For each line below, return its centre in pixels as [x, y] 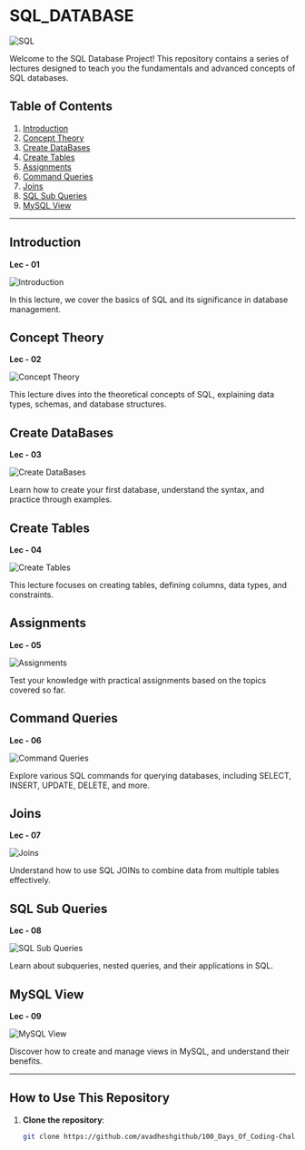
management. [35, 309]
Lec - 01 [25, 264]
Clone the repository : [64, 1120]
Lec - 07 [25, 835]
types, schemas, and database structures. [88, 404]
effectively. [30, 880]
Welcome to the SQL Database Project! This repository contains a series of [149, 58]
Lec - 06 [26, 740]
